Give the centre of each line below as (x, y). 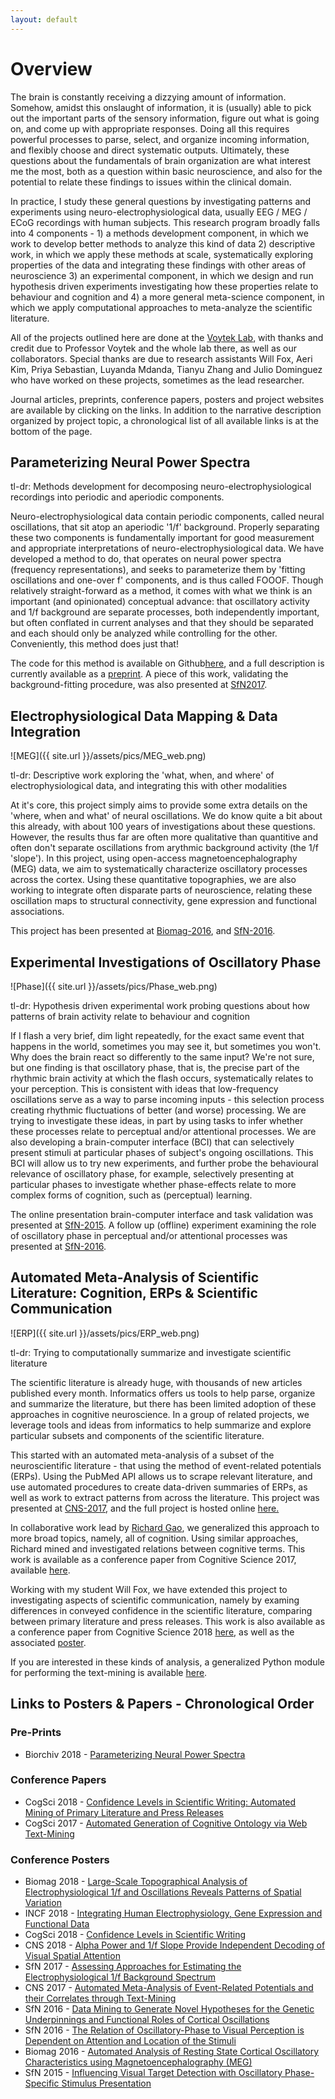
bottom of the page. (51, 431)
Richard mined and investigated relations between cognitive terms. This (158, 1548)
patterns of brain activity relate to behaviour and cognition (130, 1016)
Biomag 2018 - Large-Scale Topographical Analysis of (136, 1882)
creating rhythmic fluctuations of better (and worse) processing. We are (158, 1110)
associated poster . (48, 1642)
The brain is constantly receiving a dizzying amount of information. (148, 97)
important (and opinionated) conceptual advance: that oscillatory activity (160, 602)
